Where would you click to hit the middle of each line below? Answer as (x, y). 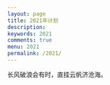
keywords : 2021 (30, 34)
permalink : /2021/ (34, 54)
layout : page (27, 14)
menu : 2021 (23, 47)
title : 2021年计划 (33, 21)
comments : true (30, 40)
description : (27, 27)
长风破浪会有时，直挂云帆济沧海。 (57, 74)
